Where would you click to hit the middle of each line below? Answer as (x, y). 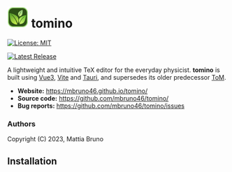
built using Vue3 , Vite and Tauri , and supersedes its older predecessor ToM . (117, 77)
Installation (32, 161)
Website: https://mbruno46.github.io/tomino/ (82, 91)
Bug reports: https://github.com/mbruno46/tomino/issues (101, 106)
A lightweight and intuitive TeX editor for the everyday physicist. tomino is (114, 70)
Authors (22, 124)
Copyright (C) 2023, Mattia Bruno (55, 139)
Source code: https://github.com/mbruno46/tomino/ (93, 98)
